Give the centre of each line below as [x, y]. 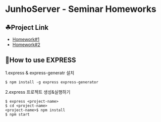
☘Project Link [27, 28]
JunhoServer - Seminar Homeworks [81, 9]
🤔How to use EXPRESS [41, 60]
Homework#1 [26, 39]
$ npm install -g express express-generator [52, 82]
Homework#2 [26, 45]
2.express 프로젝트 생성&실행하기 [38, 92]
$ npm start [17, 114]
